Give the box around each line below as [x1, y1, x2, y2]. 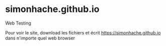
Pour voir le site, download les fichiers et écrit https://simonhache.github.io [5, 29, 161, 35]
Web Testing [5, 20, 32, 26]
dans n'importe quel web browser [5, 35, 75, 41]
